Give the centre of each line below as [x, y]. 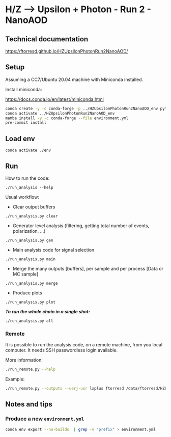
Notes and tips [29, 404]
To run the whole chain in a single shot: [48, 311]
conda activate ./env [28, 151]
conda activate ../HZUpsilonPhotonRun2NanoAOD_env [60, 113]
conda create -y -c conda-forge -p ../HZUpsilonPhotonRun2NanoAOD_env [82, 108]
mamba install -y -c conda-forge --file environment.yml [67, 118]
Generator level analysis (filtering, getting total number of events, [81, 226]
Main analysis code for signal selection [53, 250]
